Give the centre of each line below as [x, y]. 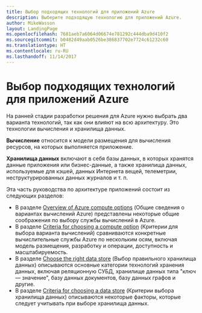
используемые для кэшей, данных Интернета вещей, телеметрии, [92, 171]
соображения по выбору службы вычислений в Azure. [85, 220]
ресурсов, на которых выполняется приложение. [70, 147]
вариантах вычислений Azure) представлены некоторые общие [97, 214]
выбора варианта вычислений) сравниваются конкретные [90, 233]
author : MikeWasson [31, 23]
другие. [25, 284]
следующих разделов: [35, 196]
